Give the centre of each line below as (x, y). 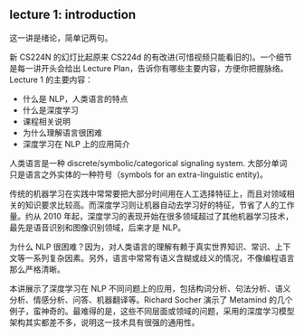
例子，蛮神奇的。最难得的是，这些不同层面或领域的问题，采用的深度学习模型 (152, 311)
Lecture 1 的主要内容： (51, 79)
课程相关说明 (46, 121)
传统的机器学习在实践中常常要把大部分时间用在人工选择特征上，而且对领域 (148, 193)
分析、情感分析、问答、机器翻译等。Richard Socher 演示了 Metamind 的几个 (151, 299)
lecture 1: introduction (73, 15)
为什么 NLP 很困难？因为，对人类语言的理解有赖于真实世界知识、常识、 (142, 247)
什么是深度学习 (50, 110)
